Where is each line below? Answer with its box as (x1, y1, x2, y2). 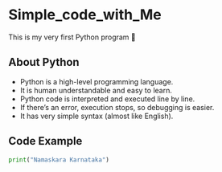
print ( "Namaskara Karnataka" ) (8, 155, 110, 164)
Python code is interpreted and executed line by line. (19, 94, 195, 104)
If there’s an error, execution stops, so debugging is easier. (19, 102, 215, 112)
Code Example (8, 134, 83, 148)
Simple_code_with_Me (8, 6, 162, 24)
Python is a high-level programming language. (19, 76, 174, 86)
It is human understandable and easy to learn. (19, 85, 173, 95)
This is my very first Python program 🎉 (8, 32, 137, 42)
